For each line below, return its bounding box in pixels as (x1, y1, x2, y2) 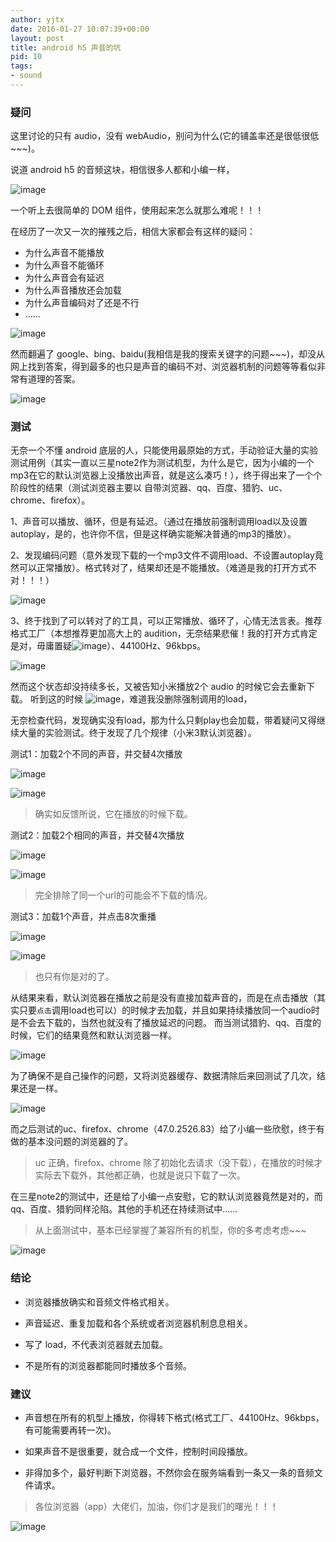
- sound (10, 71, 43, 81)
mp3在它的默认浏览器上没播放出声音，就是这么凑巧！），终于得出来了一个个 (10, 469, 323, 481)
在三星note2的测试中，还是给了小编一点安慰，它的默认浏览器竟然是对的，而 (10, 1191, 323, 1203)
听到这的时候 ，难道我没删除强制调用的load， (29, 693, 253, 705)
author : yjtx (10, 14, 65, 25)
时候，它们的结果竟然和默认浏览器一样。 (10, 1029, 177, 1041)
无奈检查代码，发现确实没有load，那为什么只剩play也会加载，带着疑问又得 (10, 714, 317, 726)
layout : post (10, 33, 65, 43)
